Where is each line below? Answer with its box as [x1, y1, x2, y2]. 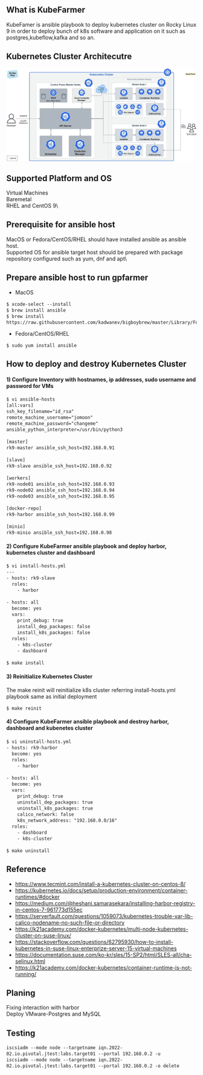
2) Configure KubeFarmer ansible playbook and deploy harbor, [6, 542, 167, 550]
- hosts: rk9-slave [6, 575, 56, 581]
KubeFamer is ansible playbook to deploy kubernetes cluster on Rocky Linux [6, 21, 197, 28]
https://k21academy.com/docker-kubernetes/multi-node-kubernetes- [14, 925, 188, 933]
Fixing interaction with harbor [6, 1004, 80, 1011]
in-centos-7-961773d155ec [14, 906, 83, 913]
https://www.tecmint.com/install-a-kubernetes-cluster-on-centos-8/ [14, 880, 186, 887]
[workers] [6, 475, 31, 481]
